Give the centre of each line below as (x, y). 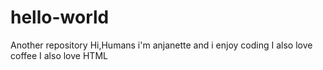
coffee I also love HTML (59, 55)
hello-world (60, 17)
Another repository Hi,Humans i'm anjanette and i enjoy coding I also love (161, 45)
